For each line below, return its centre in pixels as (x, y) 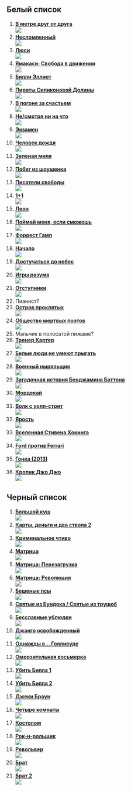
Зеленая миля (33, 156)
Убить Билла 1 (33, 670)
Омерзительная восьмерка (51, 657)
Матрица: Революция (43, 577)
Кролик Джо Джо (38, 472)
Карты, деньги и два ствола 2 (53, 525)
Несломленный (35, 37)
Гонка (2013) (31, 459)
